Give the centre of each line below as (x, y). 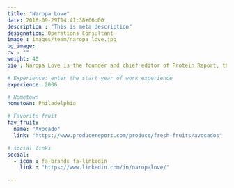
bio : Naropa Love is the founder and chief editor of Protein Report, (113, 65)
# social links (29, 148)
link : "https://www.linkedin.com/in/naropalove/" (95, 168)
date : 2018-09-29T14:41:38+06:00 (56, 20)
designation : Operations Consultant (60, 33)
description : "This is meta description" (70, 26)
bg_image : (22, 46)
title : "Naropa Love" (39, 14)
